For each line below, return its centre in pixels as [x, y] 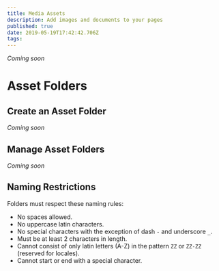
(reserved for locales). [48, 253]
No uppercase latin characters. [60, 224]
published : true [30, 26]
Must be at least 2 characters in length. [72, 238]
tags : [15, 39]
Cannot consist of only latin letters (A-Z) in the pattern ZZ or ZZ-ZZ [109, 246]
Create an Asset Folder [57, 111]
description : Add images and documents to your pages [85, 20]
